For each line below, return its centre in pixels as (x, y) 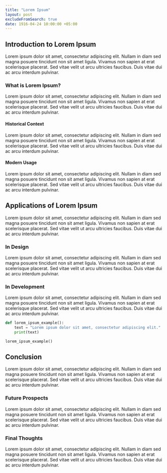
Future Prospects (27, 398)
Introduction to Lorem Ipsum (51, 44)
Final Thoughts (24, 438)
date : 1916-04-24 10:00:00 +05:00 (41, 24)
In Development (25, 287)
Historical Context (25, 124)
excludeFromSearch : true (31, 19)
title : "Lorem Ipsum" (28, 10)
